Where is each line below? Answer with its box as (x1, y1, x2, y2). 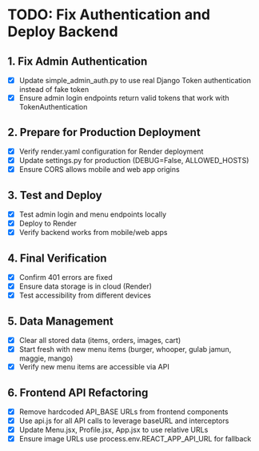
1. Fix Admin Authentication (7, 54, 148, 68)
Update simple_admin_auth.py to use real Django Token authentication (18, 76, 251, 85)
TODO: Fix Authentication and (7, 6, 211, 24)
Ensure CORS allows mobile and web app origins (18, 165, 181, 174)
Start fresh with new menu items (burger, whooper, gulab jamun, (18, 345, 232, 353)
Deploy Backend (7, 22, 118, 41)
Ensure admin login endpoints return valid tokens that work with (18, 94, 229, 103)
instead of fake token (18, 85, 90, 94)
